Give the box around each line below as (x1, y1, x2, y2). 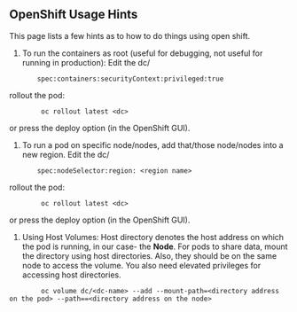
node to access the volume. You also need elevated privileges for (21, 260, 262, 270)
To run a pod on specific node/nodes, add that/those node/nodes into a (21, 139, 284, 150)
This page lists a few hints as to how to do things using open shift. (9, 30, 251, 41)
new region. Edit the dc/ (21, 149, 110, 160)
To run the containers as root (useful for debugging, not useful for (21, 48, 263, 58)
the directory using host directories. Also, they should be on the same (21, 250, 277, 261)
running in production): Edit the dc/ (21, 57, 151, 67)
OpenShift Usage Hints (9, 7, 138, 22)
